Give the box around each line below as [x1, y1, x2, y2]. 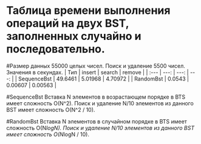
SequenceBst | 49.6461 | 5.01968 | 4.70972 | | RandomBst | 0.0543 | [18, 75, 189, 82]
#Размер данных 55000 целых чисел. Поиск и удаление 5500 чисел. [6, 62, 185, 70]
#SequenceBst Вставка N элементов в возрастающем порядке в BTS [6, 93, 186, 100]
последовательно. [6, 42, 105, 56]
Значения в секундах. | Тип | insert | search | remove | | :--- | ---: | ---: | [6, 68, 189, 76]
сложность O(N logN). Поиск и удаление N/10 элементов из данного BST [6, 124, 195, 131]
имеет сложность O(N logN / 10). [6, 131, 90, 138]
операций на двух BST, [6, 16, 129, 30]
